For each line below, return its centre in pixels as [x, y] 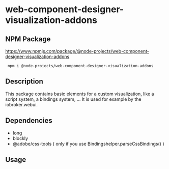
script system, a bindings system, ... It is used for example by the [73, 99]
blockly [20, 138]
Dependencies [29, 121]
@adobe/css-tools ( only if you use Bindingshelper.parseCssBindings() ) [88, 144]
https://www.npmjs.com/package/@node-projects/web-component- [77, 51]
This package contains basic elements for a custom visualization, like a [80, 94]
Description [24, 82]
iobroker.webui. [22, 104]
